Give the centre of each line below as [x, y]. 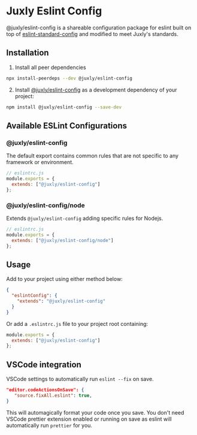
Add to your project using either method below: [64, 279]
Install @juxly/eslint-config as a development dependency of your [96, 90]
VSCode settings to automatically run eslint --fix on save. [80, 379]
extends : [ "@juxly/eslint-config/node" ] [63, 240]
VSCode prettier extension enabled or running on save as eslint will [89, 419]
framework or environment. [40, 162]
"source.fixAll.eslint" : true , [53, 395]
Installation [28, 53]
